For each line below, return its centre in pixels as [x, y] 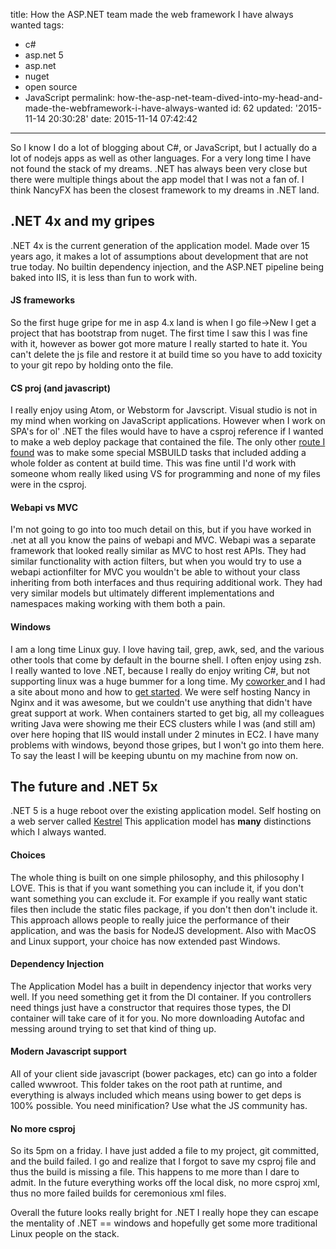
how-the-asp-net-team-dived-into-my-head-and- [220, 97]
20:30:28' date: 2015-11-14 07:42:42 [123, 118]
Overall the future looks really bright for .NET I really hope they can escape [164, 1213]
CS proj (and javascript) [60, 388]
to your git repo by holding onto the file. [92, 365]
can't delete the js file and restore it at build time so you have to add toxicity [166, 355]
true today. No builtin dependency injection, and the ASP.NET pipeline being [167, 266]
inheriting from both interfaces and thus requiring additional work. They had [166, 583]
